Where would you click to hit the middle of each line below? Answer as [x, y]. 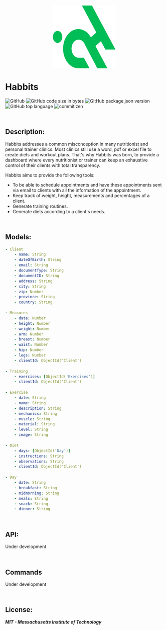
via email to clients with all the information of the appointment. [77, 190]
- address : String [33, 281]
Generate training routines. [40, 206]
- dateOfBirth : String [38, 260]
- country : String [33, 302]
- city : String [30, 286]
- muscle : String [32, 419]
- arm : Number [29, 334]
